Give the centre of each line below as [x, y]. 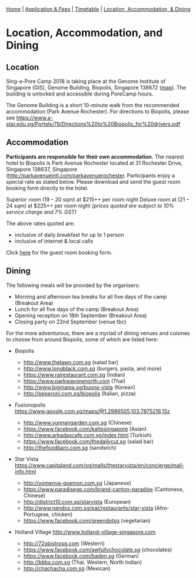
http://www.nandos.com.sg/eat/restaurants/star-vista [88, 508]
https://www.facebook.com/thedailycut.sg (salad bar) [89, 441]
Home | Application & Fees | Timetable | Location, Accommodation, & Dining [98, 9]
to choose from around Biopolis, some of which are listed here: [82, 339]
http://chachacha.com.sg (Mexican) [67, 568]
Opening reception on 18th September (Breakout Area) [81, 315]
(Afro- [162, 508]
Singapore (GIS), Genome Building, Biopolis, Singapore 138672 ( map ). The [96, 87]
